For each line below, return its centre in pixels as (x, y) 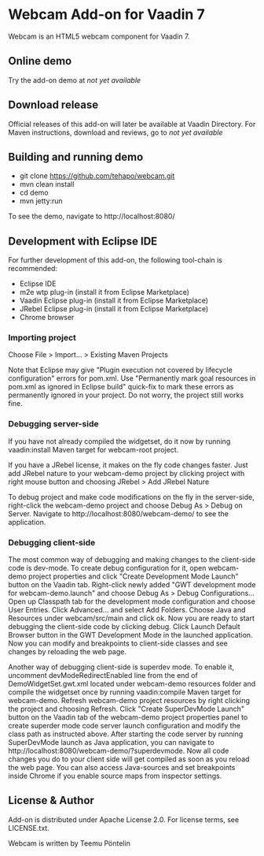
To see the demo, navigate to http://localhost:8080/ (92, 216)
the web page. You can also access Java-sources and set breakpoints (122, 768)
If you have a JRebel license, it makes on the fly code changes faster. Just (128, 465)
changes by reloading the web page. (68, 652)
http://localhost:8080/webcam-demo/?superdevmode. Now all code (119, 751)
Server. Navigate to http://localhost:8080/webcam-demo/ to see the (119, 513)
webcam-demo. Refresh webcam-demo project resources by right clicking (129, 701)
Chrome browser (47, 318)
